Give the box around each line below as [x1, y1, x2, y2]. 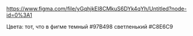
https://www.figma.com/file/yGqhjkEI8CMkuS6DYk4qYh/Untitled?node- [6, 5, 187, 12]
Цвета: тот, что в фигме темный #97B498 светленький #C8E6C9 [6, 23, 174, 30]
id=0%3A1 [6, 11, 32, 19]
